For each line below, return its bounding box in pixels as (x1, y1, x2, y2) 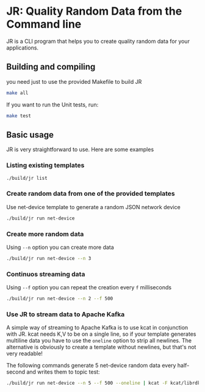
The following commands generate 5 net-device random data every (6, 362, 176, 369)
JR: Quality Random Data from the (6, 4, 182, 18)
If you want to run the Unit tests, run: (6, 101, 99, 108)
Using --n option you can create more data (6, 243, 114, 251)
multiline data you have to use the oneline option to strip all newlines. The (6, 337, 192, 344)
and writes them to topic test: (26, 368, 100, 375)
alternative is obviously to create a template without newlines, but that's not (6, 344, 196, 351)
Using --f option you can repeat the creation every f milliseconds (6, 284, 172, 291)
